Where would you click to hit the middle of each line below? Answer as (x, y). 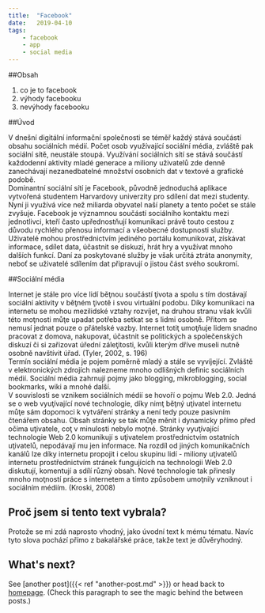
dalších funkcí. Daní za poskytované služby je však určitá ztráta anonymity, (131, 255)
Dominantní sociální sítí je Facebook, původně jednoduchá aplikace (118, 188)
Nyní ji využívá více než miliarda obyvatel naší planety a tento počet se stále (132, 205)
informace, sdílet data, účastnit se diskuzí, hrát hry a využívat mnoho (121, 247)
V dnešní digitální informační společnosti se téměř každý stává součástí (125, 138)
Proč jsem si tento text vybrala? (88, 512)
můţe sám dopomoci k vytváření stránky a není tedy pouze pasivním (119, 412)
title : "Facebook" (40, 15)
